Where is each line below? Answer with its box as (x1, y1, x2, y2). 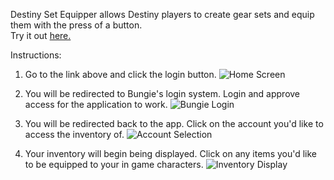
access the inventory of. (24, 129, 125, 140)
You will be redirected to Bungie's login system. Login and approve (24, 88, 301, 99)
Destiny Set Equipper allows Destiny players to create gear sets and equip (10, 9, 315, 20)
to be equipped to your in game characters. (24, 159, 204, 170)
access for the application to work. (24, 99, 168, 110)
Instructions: (10, 49, 62, 61)
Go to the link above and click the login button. (24, 69, 217, 80)
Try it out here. (10, 30, 72, 41)
